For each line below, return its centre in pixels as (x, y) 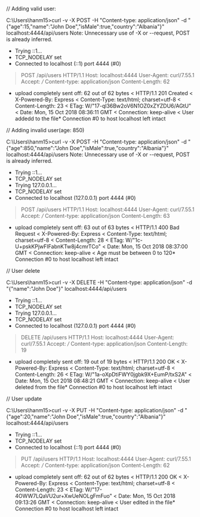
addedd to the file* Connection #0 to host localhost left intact (90, 118)
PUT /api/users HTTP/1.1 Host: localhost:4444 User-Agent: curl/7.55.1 (106, 459)
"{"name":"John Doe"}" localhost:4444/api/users (67, 289)
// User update (24, 399)
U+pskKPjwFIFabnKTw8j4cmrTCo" (58, 247)
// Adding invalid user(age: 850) (45, 130)
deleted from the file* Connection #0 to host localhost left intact (93, 387)
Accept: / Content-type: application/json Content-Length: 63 (95, 216)
